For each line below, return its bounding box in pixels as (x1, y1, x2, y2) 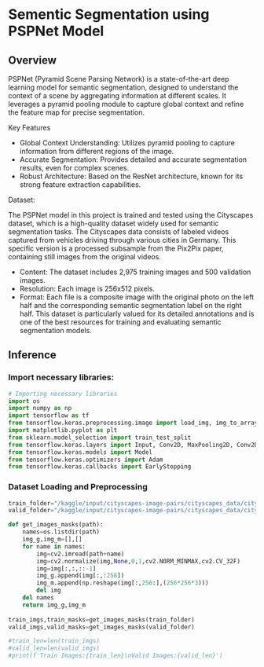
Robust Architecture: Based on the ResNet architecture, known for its (19, 171, 244, 181)
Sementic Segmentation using (8, 5, 210, 24)
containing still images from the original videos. (8, 252, 161, 261)
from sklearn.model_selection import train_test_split (8, 434, 192, 442)
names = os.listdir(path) (22, 528, 101, 536)
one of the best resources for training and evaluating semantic (19, 317, 222, 327)
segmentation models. (19, 326, 92, 335)
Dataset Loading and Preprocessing (8, 482, 148, 493)
